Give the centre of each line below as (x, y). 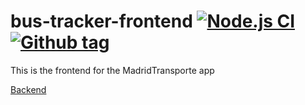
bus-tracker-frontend (101, 21)
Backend (28, 89)
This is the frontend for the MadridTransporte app (112, 70)
